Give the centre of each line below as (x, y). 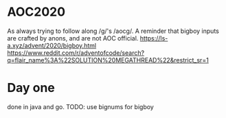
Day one (31, 88)
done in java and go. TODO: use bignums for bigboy (81, 106)
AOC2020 (36, 12)
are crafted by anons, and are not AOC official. (73, 38)
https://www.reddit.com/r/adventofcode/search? (76, 53)
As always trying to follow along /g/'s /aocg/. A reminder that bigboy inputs (113, 31)
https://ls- (154, 38)
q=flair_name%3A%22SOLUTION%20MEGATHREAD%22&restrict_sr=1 (108, 60)
